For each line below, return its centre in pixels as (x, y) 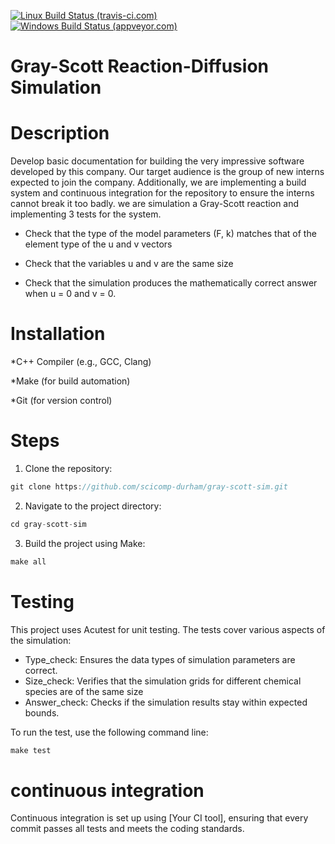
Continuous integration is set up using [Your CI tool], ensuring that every (159, 818)
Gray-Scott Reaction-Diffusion (139, 66)
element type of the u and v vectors (98, 244)
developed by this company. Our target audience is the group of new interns (167, 172)
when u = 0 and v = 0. (70, 294)
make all (28, 561)
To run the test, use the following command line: (109, 732)
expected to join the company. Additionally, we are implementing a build (158, 182)
